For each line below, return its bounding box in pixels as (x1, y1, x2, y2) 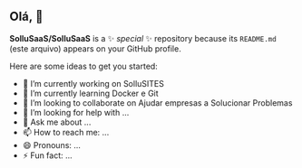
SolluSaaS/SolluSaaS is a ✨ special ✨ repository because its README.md (9, 33, 277, 43)
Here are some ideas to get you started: (9, 61, 159, 71)
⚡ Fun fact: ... (22, 150, 73, 161)
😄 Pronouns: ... (22, 139, 82, 150)
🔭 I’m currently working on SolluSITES (22, 78, 165, 89)
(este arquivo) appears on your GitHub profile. (9, 42, 181, 54)
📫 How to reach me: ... (22, 126, 110, 137)
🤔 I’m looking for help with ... (22, 107, 130, 117)
